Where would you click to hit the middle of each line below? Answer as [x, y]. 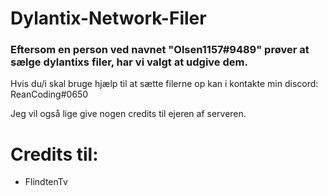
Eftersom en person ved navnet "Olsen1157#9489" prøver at [160, 50]
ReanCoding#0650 [49, 94]
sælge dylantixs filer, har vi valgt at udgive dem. [129, 62]
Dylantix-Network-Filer [108, 18]
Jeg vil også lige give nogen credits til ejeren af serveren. [128, 114]
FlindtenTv [46, 182]
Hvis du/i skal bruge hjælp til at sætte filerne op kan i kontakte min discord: [164, 84]
